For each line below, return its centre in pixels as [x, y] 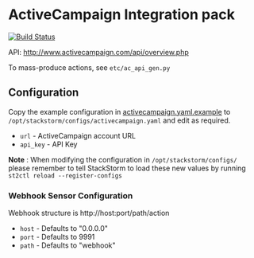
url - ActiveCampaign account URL [78, 135]
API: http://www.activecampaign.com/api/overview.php [98, 52]
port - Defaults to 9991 [57, 237]
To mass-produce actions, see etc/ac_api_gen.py [89, 67]
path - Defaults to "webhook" [67, 245]
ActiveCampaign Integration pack [122, 15]
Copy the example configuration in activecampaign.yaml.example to [119, 111]
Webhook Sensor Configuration [71, 195]
